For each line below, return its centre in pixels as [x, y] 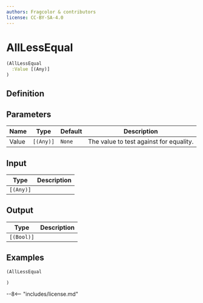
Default [71, 132]
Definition [25, 94]
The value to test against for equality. [141, 142]
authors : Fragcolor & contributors [51, 12]
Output [20, 211]
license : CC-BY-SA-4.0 [35, 18]
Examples [25, 258]
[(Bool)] [22, 237]
